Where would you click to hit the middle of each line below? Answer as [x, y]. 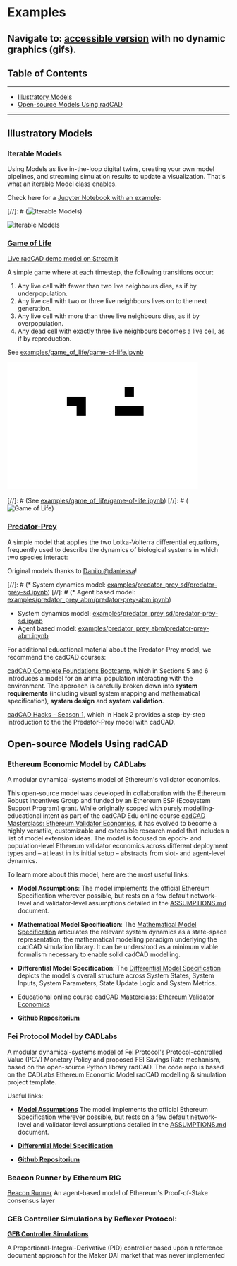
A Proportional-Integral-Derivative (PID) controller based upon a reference [115, 1248]
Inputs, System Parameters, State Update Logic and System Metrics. [117, 983]
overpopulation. [40, 324]
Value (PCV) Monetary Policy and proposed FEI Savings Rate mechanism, [114, 1059]
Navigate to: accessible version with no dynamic [116, 39]
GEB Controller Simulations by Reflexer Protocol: [92, 1219]
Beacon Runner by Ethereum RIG [64, 1178]
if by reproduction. [44, 339]
